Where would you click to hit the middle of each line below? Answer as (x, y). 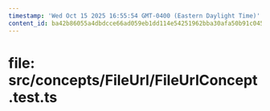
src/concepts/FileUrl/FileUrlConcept (133, 80)
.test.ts (33, 97)
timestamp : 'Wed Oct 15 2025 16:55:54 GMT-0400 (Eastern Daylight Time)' (135, 16)
